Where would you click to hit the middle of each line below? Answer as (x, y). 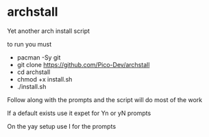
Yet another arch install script (49, 31)
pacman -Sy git (39, 57)
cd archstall (34, 72)
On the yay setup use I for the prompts (62, 126)
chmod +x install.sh (45, 79)
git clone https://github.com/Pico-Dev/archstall (83, 64)
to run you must (29, 44)
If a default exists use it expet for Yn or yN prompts (79, 113)
